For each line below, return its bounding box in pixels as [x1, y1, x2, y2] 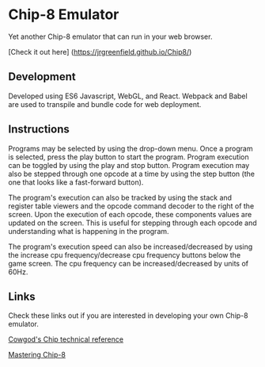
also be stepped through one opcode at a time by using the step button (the [8, 169, 256, 178]
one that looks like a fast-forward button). [8, 177, 144, 187]
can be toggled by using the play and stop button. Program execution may [8, 160, 250, 170]
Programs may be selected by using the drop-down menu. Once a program [8, 143, 253, 153]
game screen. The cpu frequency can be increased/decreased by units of [8, 258, 249, 268]
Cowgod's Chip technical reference [8, 335, 124, 344]
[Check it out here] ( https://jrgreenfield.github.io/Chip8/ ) [8, 47, 192, 56]
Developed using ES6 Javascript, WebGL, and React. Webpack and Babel [8, 91, 248, 101]
